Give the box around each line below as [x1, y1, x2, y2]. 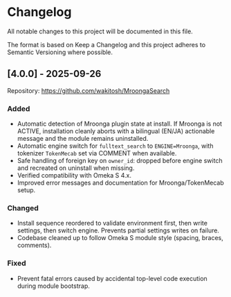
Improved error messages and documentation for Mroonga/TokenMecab [17, 178, 225, 187]
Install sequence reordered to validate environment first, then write [17, 219, 207, 228]
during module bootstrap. [17, 282, 90, 290]
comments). [17, 241, 52, 250]
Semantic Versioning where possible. [7, 48, 113, 56]
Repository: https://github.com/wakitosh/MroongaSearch [7, 86, 170, 94]
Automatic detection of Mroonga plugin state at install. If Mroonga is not [17, 119, 223, 128]
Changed [7, 203, 39, 212]
